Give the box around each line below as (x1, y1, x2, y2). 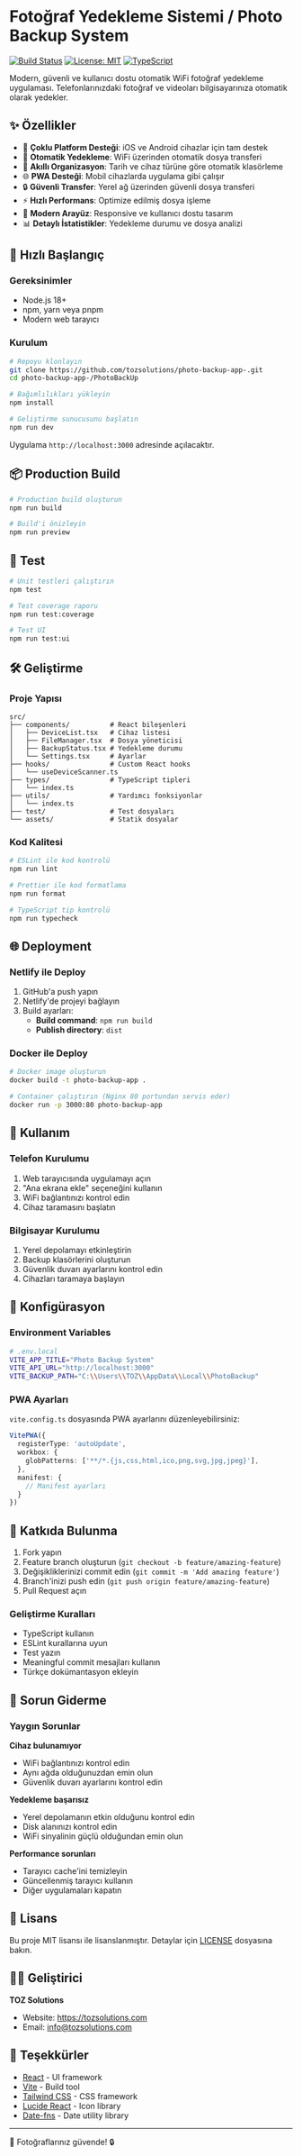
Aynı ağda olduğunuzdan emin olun (22, 1768, 154, 1778)
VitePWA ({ (9, 1431, 47, 1441)
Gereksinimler (9, 275, 73, 287)
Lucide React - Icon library (22, 2100, 121, 2111)
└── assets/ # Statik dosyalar (9, 814, 179, 823)
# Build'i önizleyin (9, 520, 87, 529)
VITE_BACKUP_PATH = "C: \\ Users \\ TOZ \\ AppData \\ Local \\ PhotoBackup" (9, 1372, 259, 1381)
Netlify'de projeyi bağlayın (22, 996, 120, 1006)
